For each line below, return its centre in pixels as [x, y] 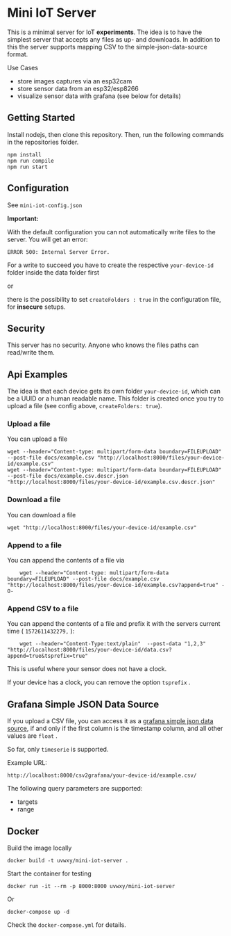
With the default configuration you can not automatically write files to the [112, 232]
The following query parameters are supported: [75, 789]
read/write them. [31, 353]
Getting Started [41, 118]
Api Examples [37, 374]
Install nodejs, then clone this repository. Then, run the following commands [115, 134]
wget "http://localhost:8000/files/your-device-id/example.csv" [102, 527]
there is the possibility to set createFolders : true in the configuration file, [114, 299]
